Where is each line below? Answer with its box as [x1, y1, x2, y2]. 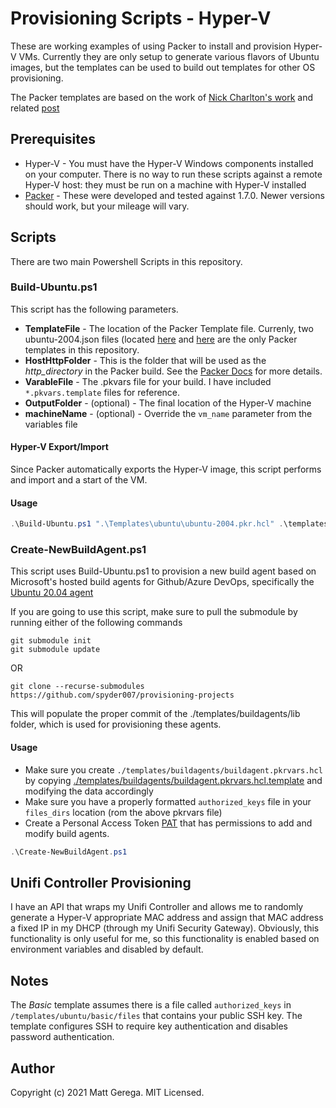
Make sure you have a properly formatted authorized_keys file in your [24, 795, 312, 807]
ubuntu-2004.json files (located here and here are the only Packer [24, 333, 298, 345]
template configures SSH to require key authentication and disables [10, 1020, 288, 1032]
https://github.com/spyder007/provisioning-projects [10, 690, 235, 701]
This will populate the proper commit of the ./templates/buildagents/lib [10, 708, 301, 720]
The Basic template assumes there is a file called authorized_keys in [10, 999, 292, 1011]
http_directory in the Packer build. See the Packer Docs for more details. [24, 365, 323, 377]
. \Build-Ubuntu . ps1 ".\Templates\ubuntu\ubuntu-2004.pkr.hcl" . [10, 519, 284, 529]
